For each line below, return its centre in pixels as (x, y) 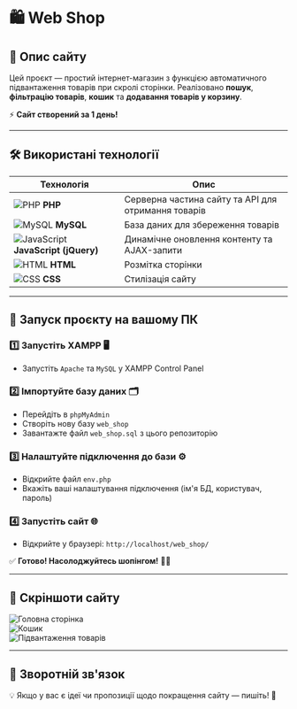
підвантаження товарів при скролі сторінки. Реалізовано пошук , (131, 87)
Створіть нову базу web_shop (75, 423)
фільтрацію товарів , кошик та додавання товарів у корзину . (126, 96)
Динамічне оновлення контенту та (198, 239)
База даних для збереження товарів (202, 225)
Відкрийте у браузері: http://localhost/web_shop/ (115, 544)
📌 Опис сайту (48, 56)
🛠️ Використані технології (84, 155)
